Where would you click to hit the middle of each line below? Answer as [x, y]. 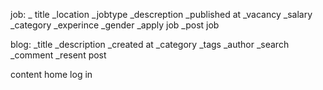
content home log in [51, 74]
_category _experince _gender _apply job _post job [115, 25]
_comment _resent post [58, 55]
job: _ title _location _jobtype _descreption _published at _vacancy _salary [161, 14]
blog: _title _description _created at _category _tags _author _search [150, 44]
